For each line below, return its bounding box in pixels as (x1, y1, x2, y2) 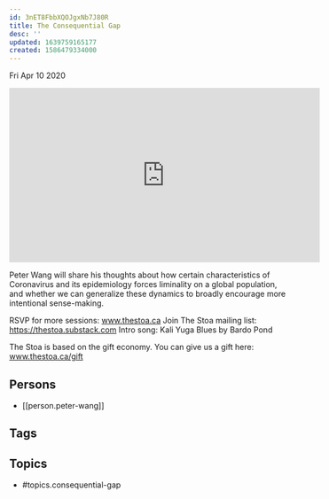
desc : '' (9, 29, 42, 38)
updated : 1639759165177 (9, 37, 98, 47)
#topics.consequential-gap (21, 480, 121, 490)
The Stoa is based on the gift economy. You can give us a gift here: (9, 342, 255, 353)
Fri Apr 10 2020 (9, 70, 67, 81)
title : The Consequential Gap (9, 21, 121, 30)
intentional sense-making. (9, 298, 105, 308)
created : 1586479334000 (9, 46, 98, 55)
